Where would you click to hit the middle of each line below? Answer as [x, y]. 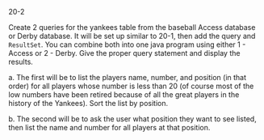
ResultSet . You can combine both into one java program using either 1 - [127, 45]
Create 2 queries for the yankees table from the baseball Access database [132, 27]
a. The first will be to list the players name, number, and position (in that [128, 77]
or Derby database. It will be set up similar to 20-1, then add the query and [132, 36]
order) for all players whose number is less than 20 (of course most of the [131, 86]
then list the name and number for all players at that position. [109, 127]
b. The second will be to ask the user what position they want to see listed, [132, 119]
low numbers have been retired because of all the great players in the [124, 95]
